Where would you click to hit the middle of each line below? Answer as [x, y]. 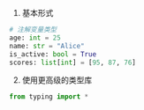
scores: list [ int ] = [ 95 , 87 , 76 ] [73, 62]
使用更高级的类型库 [57, 80]
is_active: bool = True [53, 54]
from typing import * [49, 97]
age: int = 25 [35, 38]
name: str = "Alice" [47, 46]
